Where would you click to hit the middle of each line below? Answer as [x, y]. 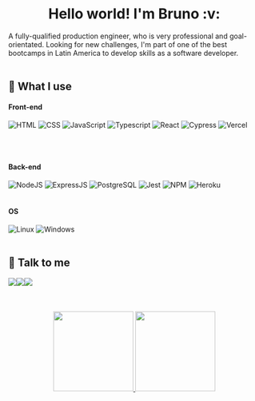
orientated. [26, 44]
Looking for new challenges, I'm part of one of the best [137, 44]
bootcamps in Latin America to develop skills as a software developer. [124, 53]
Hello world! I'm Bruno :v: [134, 14]
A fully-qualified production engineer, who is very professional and [118, 36]
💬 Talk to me [39, 263]
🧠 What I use [40, 87]
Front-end [25, 107]
